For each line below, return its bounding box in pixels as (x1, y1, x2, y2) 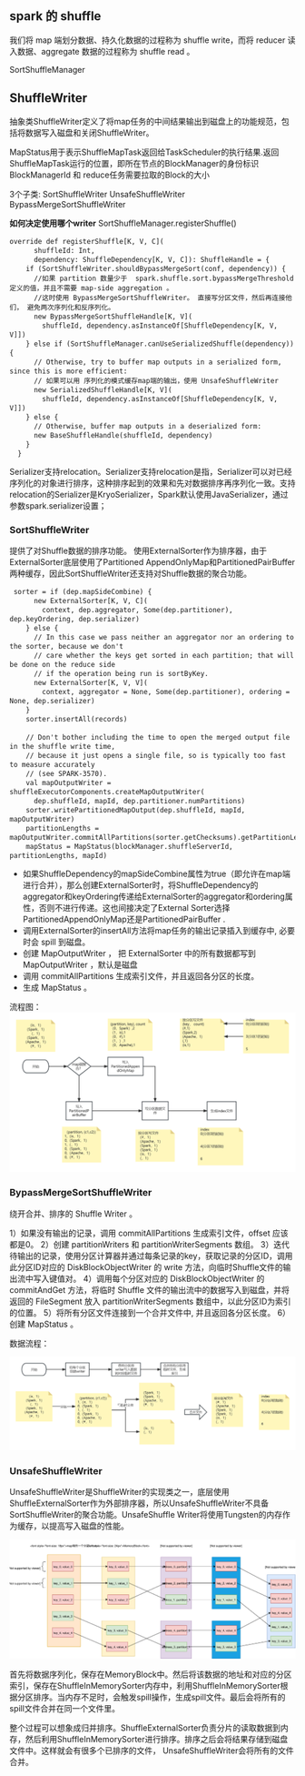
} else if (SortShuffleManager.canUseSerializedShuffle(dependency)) (25, 339, 295, 348)
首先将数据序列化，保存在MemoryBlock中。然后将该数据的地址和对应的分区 (9, 1669, 292, 1680)
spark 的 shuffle (9, 8, 102, 25)
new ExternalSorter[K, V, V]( (33, 678, 148, 687)
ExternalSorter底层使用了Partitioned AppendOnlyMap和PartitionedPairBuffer (9, 556, 296, 567)
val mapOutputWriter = (25, 778, 112, 787)
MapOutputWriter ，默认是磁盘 (22, 959, 138, 970)
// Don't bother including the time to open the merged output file (25, 732, 290, 742)
